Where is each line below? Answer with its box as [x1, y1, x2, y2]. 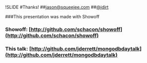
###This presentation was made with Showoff [5, 14, 100, 19]
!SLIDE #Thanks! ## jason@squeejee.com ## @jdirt [5, 4, 109, 10]
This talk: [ [5, 45, 31, 52]
